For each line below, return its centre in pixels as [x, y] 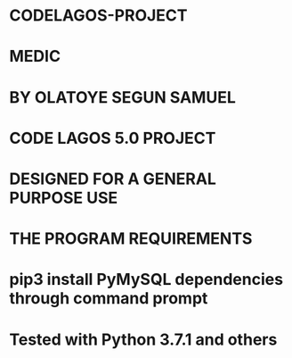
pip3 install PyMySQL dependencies [146, 280]
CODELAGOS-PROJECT [98, 16]
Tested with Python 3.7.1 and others [143, 339]
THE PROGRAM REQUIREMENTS [131, 239]
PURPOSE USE [64, 198]
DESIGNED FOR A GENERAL [113, 179]
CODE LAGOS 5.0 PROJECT [113, 138]
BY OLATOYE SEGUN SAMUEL [122, 97]
